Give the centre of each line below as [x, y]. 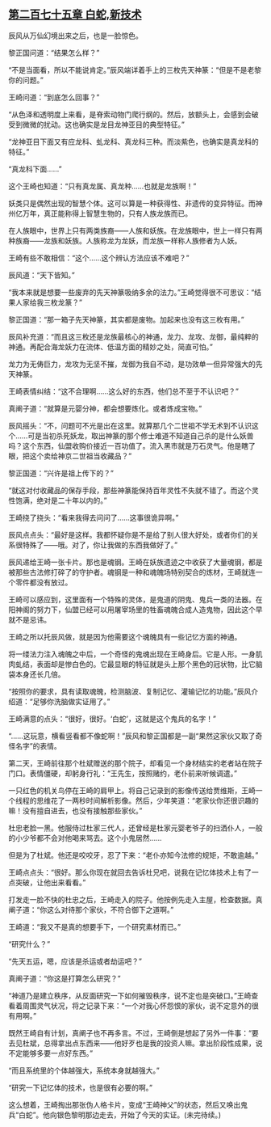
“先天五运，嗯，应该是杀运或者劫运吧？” [75, 961]
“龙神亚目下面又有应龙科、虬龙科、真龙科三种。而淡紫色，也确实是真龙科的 [134, 141]
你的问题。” [26, 80]
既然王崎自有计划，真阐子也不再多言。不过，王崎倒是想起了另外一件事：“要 [134, 1032]
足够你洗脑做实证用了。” [71, 701]
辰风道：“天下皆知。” [42, 275]
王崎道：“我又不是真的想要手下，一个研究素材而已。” [95, 927]
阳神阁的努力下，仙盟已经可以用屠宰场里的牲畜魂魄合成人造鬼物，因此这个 [132, 610]
